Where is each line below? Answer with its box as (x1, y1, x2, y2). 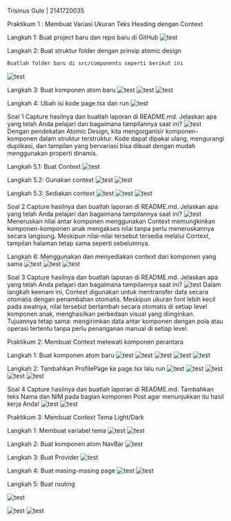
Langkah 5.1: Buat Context (7, 162, 81, 170)
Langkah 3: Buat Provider (7, 453, 79, 461)
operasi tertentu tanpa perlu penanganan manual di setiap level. (7, 324, 188, 332)
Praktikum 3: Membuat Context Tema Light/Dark (7, 413, 145, 421)
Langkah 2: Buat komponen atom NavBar (7, 440, 124, 448)
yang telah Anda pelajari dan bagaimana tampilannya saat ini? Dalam (7, 280, 221, 289)
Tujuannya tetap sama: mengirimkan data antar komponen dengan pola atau (7, 317, 224, 325)
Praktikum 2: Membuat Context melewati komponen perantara (7, 338, 184, 346)
